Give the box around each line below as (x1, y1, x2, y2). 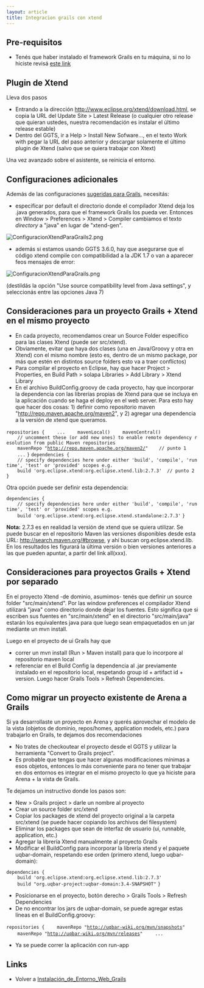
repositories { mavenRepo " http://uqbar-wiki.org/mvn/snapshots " (6, 924, 186, 931)
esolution (6, 440, 32, 446)
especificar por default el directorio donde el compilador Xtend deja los (15, 202, 195, 209)
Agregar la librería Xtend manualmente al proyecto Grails (15, 838, 158, 846)
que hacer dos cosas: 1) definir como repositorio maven (15, 403, 155, 410)
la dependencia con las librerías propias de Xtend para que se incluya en (15, 390, 198, 398)
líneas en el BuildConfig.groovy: (15, 911, 96, 919)
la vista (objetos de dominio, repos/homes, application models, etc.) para (6, 725, 190, 732)
